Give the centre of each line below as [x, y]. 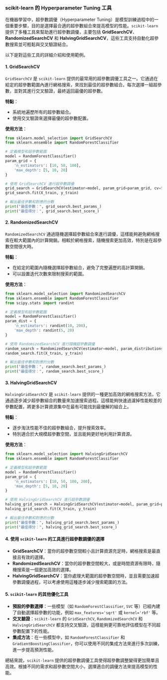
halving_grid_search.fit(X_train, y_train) [51, 509]
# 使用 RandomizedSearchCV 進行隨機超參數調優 [50, 344]
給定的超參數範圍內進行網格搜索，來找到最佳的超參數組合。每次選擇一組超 [81, 84]
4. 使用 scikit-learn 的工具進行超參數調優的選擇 [55, 539]
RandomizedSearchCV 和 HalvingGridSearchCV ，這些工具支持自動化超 [80, 38]
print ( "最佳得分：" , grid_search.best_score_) [52, 211]
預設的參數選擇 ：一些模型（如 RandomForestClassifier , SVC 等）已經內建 [86, 606]
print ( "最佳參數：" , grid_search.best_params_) [53, 207]
